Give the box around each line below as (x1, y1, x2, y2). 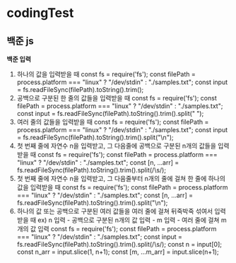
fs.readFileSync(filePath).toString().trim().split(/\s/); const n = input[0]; (16, 240, 222, 248)
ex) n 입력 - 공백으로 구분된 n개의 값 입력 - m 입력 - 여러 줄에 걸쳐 (37, 216, 220, 224)
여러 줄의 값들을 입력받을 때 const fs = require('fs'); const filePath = (16, 118, 209, 126)
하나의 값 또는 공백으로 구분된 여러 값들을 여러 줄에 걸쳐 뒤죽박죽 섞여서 (16, 207, 213, 215)
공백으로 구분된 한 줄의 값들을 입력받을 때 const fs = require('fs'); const (16, 94, 217, 102)
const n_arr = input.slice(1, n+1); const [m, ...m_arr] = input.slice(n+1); (16, 247, 220, 256)
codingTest (6, 5, 74, 21)
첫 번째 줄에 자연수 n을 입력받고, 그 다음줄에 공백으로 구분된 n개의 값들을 (16, 141, 217, 150)
